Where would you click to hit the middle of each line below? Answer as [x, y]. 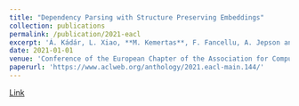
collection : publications [57, 26]
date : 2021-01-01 [41, 51]
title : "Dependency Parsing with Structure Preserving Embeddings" [137, 17]
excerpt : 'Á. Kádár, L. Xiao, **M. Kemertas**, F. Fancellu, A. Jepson [145, 42]
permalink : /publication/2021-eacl [75, 34]
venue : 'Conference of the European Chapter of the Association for [139, 59]
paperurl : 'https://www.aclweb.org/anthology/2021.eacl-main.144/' [137, 68]
